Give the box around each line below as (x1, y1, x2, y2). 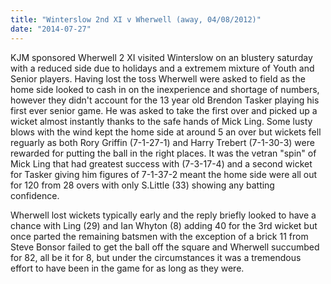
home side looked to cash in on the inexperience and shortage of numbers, (10, 83, 320, 95)
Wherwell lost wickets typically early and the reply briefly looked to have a (10, 209, 317, 221)
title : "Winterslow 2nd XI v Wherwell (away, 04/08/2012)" (10, 14, 262, 25)
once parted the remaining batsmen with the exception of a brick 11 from (10, 230, 309, 242)
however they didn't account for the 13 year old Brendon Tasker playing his (10, 94, 320, 106)
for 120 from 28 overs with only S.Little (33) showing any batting (10, 179, 275, 191)
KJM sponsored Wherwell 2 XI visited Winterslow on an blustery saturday (10, 51, 313, 63)
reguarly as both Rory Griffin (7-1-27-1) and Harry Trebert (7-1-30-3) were (10, 136, 315, 148)
